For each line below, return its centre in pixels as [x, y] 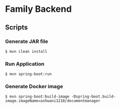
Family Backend [39, 9]
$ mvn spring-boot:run [28, 74]
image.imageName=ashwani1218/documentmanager [53, 101]
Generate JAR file [27, 41]
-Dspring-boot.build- [94, 97]
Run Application [25, 64]
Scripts [17, 27]
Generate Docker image [34, 86]
